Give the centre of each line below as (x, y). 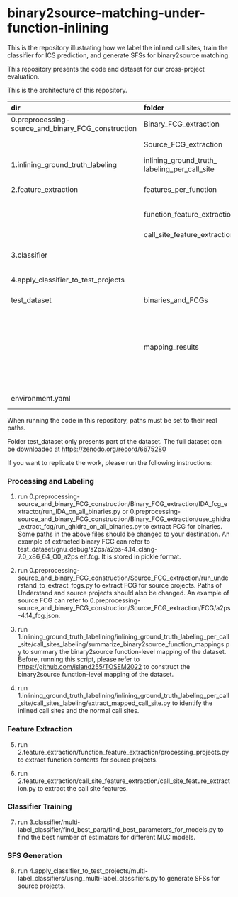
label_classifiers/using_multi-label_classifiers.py (87, 879)
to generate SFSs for (189, 879)
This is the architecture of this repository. (67, 90)
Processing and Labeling (51, 481)
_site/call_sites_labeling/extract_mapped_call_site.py (94, 703)
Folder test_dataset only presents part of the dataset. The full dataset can (114, 441)
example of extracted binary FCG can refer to (84, 542)
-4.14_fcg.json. (39, 616)
